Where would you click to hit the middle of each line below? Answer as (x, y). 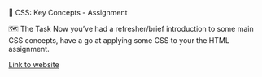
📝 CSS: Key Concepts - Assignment (68, 13)
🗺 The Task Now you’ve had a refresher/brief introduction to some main (131, 29)
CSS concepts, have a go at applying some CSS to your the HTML (119, 40)
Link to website (34, 64)
